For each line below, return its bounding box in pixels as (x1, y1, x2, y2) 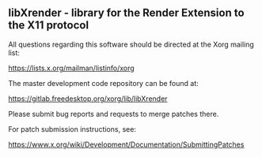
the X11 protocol (8, 19, 89, 32)
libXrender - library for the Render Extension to (8, 6, 245, 20)
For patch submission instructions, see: (8, 124, 137, 133)
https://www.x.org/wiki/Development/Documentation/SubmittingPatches (8, 140, 245, 149)
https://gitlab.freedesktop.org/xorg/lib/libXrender (8, 94, 168, 103)
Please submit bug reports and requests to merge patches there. (8, 109, 219, 118)
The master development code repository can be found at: (8, 78, 199, 88)
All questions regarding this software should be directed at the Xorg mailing (8, 39, 255, 49)
